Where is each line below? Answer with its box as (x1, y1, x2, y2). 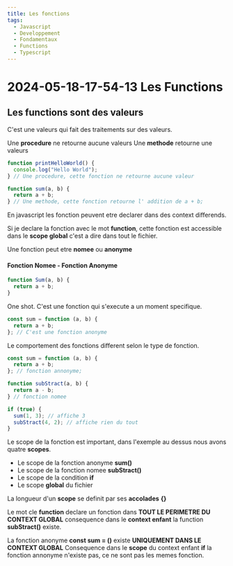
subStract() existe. (7, 523, 62, 531)
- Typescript (13, 49, 51, 56)
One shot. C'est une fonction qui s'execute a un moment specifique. (7, 302, 202, 310)
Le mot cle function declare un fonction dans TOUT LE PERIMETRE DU (7, 508, 211, 517)
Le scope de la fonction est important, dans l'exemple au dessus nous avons (7, 438, 227, 446)
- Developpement (13, 29, 61, 37)
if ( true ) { (7, 406, 42, 413)
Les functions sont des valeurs (7, 107, 144, 118)
